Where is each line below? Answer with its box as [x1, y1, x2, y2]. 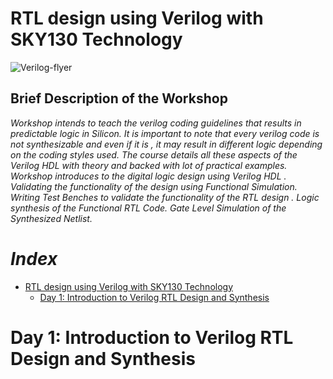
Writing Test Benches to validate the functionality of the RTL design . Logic [10, 191, 320, 203]
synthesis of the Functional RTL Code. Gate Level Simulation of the [10, 202, 287, 214]
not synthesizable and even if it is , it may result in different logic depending [10, 138, 323, 150]
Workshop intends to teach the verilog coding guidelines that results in [10, 117, 302, 129]
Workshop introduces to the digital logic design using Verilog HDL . [10, 170, 287, 182]
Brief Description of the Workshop [10, 90, 228, 107]
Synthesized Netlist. [10, 212, 93, 224]
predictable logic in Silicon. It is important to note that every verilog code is [10, 127, 320, 139]
